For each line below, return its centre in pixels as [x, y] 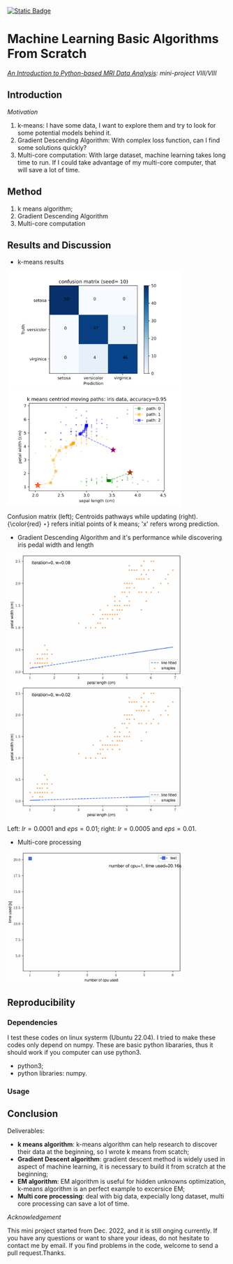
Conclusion [33, 1114]
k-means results [40, 262]
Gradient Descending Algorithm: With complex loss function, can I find [119, 140]
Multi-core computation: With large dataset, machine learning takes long [121, 155]
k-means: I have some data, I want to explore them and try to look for [116, 125]
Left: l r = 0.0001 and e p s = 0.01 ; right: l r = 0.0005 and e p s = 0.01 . [102, 829]
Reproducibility [41, 1002]
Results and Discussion [59, 245]
